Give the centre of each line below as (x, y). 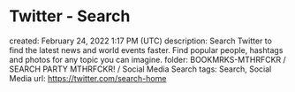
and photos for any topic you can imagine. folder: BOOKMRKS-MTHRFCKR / (148, 59)
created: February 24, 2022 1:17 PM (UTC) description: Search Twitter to (140, 41)
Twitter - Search (70, 16)
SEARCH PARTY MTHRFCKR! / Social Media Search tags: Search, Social (140, 69)
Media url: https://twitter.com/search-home (88, 78)
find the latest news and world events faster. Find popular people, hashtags (146, 50)
